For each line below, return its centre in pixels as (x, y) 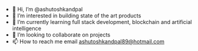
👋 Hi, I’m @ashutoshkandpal (48, 9)
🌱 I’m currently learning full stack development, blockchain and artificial (102, 22)
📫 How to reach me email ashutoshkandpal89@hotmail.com (88, 41)
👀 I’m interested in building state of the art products (76, 16)
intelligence (27, 28)
